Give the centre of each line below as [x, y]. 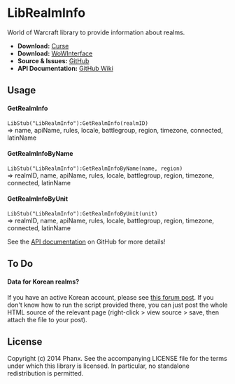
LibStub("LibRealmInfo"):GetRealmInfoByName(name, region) [95, 168]
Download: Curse [43, 46]
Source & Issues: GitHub [53, 60]
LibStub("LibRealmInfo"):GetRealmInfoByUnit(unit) [83, 213]
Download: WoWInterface [55, 53]
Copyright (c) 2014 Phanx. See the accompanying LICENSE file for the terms [117, 359]
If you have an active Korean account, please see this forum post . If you [111, 297]
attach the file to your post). [47, 319]
